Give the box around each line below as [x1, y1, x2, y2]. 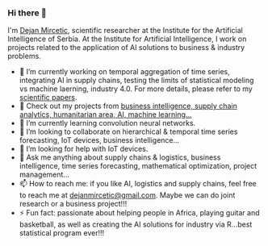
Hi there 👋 [7, 7, 48, 19]
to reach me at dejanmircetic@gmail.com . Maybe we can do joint [19, 190, 236, 200]
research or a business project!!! [19, 199, 128, 209]
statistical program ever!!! [19, 228, 105, 238]
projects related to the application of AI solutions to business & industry [7, 43, 245, 52]
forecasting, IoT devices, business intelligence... [19, 136, 180, 145]
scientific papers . [19, 93, 77, 102]
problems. [7, 52, 41, 61]
